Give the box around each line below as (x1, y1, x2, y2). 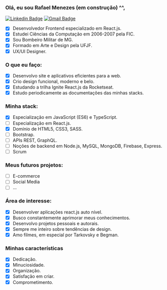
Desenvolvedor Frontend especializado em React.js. (12, 25, 122, 31)
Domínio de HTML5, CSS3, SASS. (12, 126, 83, 132)
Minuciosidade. (12, 262, 45, 268)
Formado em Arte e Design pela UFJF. (12, 43, 92, 49)
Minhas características (5, 244, 63, 252)
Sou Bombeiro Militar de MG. (12, 37, 74, 43)
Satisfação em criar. (12, 273, 55, 279)
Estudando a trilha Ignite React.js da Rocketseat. (12, 84, 114, 90)
